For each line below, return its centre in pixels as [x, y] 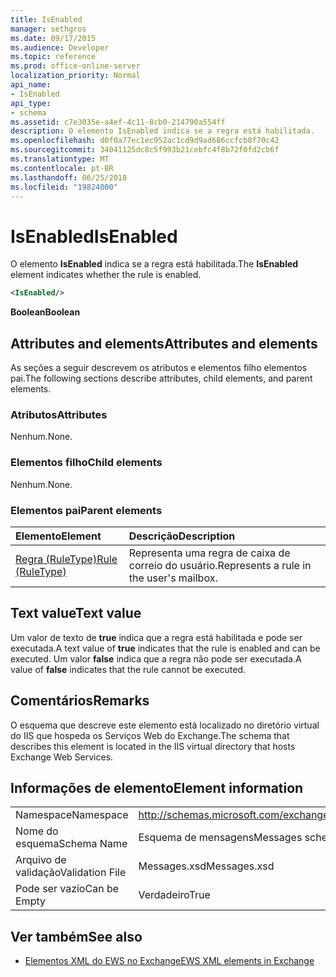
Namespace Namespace [72, 815]
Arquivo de [41, 860]
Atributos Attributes [59, 414]
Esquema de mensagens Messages [220, 838]
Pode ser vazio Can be [67, 889]
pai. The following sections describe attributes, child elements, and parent [161, 378]
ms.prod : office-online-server [75, 66]
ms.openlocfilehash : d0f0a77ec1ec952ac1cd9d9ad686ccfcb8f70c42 [145, 141]
